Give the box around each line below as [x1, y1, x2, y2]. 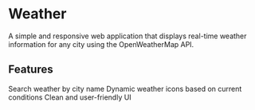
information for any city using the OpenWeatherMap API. [8, 39, 194, 49]
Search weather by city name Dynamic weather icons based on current [8, 84, 242, 93]
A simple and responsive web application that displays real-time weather [8, 31, 247, 41]
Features [8, 63, 53, 77]
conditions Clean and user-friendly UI [8, 92, 131, 102]
